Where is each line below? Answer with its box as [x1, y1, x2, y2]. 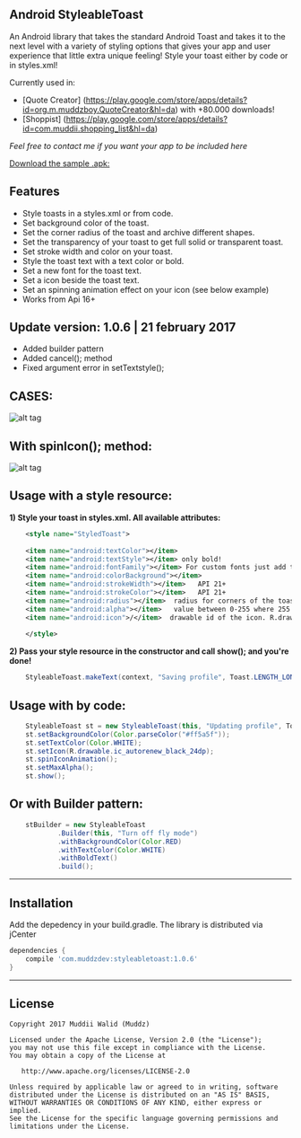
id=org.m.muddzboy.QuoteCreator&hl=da [21, 103, 176, 115]
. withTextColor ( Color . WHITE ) [56, 845, 167, 854]
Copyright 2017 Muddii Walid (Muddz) [9, 1019, 150, 1029]
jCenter [9, 929, 37, 940]
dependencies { [9, 946, 66, 955]
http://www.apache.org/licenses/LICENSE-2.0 [21, 1067, 191, 1076]
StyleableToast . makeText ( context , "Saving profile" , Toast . [25, 673, 254, 682]
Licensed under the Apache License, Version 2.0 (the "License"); [9, 1036, 262, 1045]
